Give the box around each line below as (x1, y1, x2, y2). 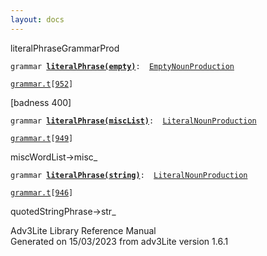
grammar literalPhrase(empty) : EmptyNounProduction (10, 61, 235, 71)
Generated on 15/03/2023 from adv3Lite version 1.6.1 (10, 235, 229, 247)
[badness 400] (10, 96, 72, 108)
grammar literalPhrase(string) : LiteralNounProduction (10, 170, 248, 180)
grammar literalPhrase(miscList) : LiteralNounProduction (10, 116, 257, 126)
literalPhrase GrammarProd (10, 42, 120, 54)
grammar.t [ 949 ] (10, 133, 74, 143)
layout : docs (10, 14, 65, 25)
